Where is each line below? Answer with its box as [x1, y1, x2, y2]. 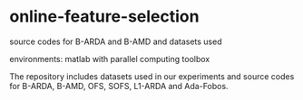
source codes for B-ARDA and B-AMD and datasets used [9, 36, 222, 47]
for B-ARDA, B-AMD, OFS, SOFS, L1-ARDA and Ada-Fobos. [9, 80, 229, 91]
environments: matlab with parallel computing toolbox [9, 53, 210, 64]
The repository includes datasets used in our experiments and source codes [9, 70, 295, 82]
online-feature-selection [9, 6, 200, 27]
